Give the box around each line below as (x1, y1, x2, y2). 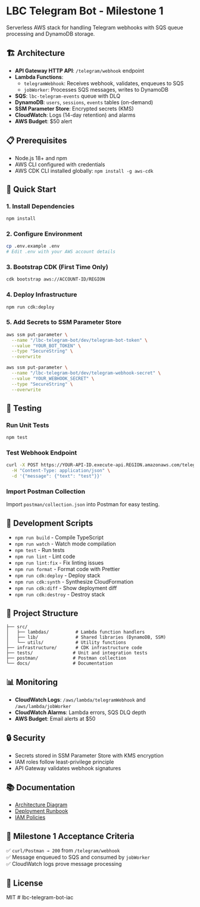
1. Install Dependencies (6, 202, 75, 210)
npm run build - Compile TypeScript (14, 534, 104, 541)
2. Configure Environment (6, 230, 83, 238)
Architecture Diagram (14, 801, 68, 808)
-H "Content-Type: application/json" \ (11, 467, 111, 474)
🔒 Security (6, 733, 46, 743)
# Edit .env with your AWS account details (6, 249, 116, 255)
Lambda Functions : (14, 73, 64, 80)
